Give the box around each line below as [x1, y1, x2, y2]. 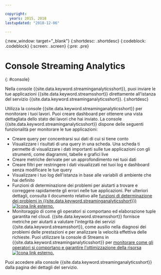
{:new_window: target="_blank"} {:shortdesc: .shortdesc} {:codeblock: [5, 38, 146, 44]
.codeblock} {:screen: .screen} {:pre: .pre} [5, 43, 89, 49]
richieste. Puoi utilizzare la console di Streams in [12, 235, 109, 240]
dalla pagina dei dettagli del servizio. [5, 264, 79, 271]
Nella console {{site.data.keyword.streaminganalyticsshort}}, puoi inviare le [5, 86, 156, 92]
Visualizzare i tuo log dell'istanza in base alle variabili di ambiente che [12, 172, 152, 178]
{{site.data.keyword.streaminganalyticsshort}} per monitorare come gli [12, 239, 154, 245]
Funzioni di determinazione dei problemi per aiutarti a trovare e [12, 182, 138, 188]
